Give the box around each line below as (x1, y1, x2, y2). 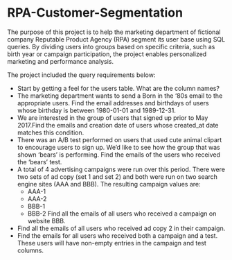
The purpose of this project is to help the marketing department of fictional (7, 28, 221, 36)
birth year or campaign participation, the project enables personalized (7, 50, 207, 58)
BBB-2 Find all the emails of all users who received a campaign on (27, 209, 217, 218)
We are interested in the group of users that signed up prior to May (17, 113, 208, 122)
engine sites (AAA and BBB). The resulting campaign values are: (17, 180, 201, 188)
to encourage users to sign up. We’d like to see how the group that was (17, 143, 220, 151)
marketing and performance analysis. (7, 57, 114, 65)
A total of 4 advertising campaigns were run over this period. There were (17, 165, 225, 173)
